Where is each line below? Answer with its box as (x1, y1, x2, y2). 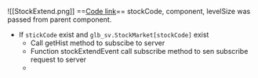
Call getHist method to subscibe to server (30, 38, 165, 48)
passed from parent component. (7, 15, 112, 24)
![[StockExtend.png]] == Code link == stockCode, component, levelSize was (7, 7, 251, 16)
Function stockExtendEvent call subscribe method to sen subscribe (30, 47, 249, 55)
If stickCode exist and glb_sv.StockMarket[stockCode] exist (18, 30, 209, 39)
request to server (30, 55, 87, 64)
